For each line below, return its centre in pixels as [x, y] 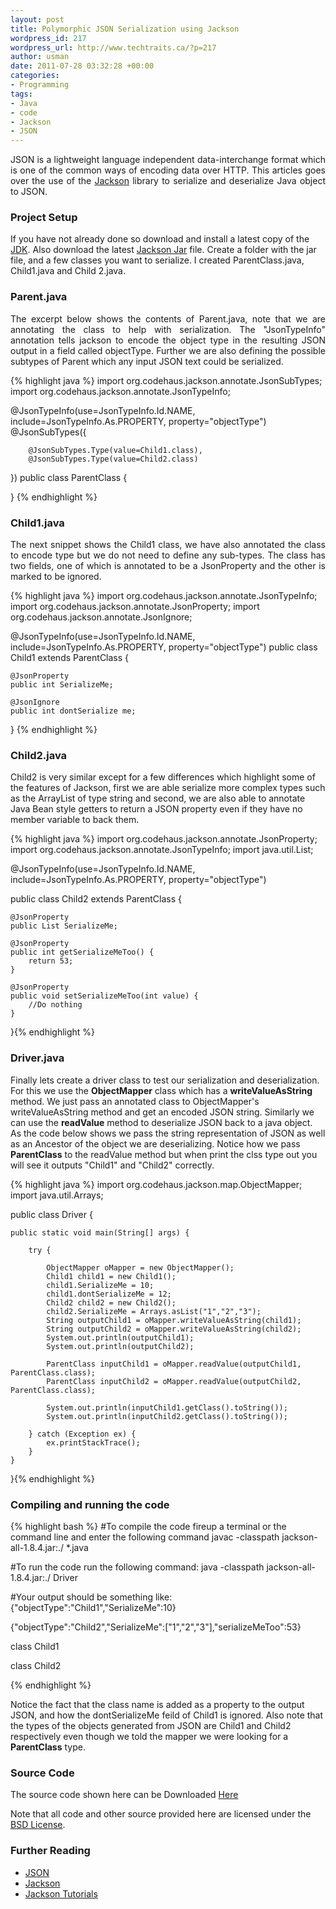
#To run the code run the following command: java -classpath [137, 1567]
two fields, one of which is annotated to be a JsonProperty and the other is [168, 566]
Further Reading [50, 1851]
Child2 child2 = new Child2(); [111, 1302]
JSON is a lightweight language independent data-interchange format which [168, 160]
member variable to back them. [75, 820]
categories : [35, 76]
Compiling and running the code [90, 1504]
